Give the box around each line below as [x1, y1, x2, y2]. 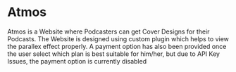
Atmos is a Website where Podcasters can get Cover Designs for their [7, 27, 210, 36]
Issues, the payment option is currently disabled [7, 57, 147, 65]
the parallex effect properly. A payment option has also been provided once [7, 42, 227, 50]
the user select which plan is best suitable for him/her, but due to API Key [7, 50, 221, 58]
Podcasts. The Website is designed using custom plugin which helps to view [7, 34, 229, 43]
